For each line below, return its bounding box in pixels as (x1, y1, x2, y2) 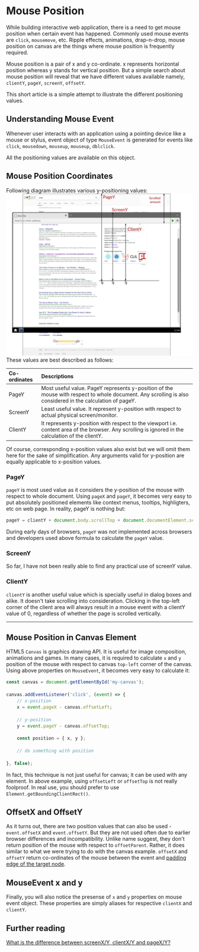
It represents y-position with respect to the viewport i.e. (41, 420, 178, 427)
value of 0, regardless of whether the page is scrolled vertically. (6, 610, 162, 617)
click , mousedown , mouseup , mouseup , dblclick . (6, 142, 115, 149)
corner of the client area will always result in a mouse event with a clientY (6, 603, 185, 610)
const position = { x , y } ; (17, 735, 86, 741)
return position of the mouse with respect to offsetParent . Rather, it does (6, 842, 185, 849)
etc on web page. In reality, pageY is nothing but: (6, 505, 126, 513)
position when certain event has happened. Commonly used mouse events (6, 30, 189, 37)
